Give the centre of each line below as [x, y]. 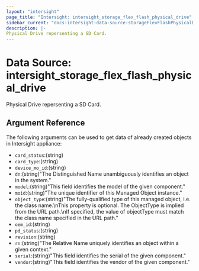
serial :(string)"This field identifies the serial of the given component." [100, 256]
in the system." [33, 180]
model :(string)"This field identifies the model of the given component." [100, 186]
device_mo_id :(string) [40, 167]
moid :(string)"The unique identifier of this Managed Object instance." [98, 192]
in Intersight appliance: [34, 143]
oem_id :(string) [32, 224]
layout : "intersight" [33, 12]
